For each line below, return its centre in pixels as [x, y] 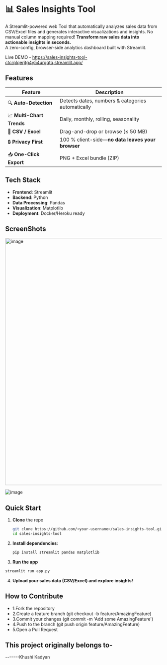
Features [19, 78]
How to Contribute [34, 596]
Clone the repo [28, 520]
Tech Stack [23, 180]
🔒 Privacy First [25, 142]
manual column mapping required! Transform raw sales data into [72, 37]
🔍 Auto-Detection [30, 103]
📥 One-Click [24, 154]
